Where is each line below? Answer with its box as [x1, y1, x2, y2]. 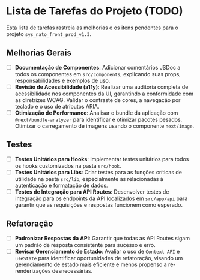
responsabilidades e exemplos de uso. [14, 77, 111, 84]
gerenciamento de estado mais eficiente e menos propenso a [14, 261, 167, 268]
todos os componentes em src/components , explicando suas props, [14, 70, 181, 77]
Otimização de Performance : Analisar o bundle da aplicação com [14, 109, 178, 116]
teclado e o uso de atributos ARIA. [14, 103, 100, 110]
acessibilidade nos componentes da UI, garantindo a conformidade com [14, 90, 194, 97]
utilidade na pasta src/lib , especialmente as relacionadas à [14, 175, 163, 182]
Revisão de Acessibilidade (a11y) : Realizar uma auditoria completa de [14, 83, 189, 91]
